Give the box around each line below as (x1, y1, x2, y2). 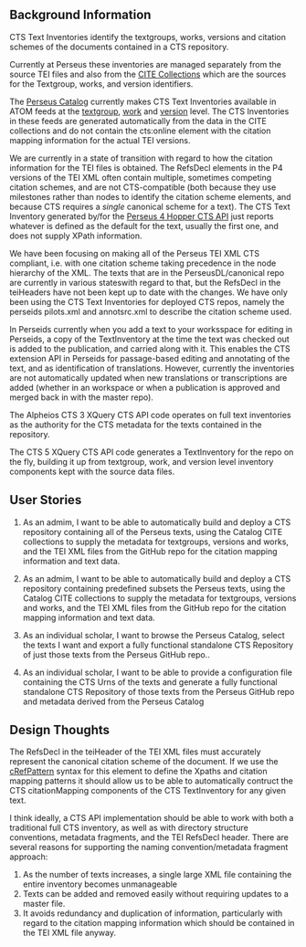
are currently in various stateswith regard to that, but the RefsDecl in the (9, 277, 281, 288)
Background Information (9, 7, 152, 23)
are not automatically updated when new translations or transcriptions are (9, 372, 288, 383)
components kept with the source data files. (9, 466, 175, 477)
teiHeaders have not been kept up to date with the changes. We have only (9, 287, 288, 298)
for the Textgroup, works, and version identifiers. (9, 78, 194, 89)
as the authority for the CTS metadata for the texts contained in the (9, 419, 262, 430)
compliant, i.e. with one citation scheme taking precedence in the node (9, 258, 277, 268)
